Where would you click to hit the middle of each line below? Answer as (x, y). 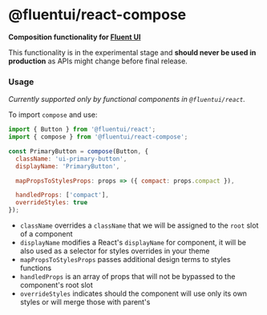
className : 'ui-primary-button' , (71, 159)
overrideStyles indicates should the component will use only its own (133, 293)
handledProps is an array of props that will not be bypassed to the (127, 277)
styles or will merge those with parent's (85, 302)
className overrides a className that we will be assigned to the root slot (139, 225)
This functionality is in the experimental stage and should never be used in (132, 52)
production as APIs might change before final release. (98, 61)
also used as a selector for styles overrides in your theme (115, 251)
